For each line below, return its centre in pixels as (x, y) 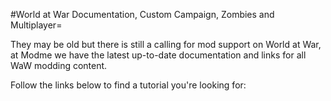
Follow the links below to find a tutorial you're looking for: (128, 85)
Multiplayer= (36, 25)
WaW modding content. (59, 65)
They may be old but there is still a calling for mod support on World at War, (166, 44)
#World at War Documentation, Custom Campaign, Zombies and (142, 14)
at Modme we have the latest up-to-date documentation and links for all (158, 55)
